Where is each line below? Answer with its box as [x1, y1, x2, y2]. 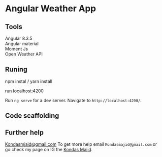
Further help [5, 128, 44, 136]
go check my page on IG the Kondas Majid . [5, 147, 93, 153]
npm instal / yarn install [5, 78, 53, 84]
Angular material [5, 41, 39, 47]
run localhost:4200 [5, 88, 44, 94]
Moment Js [5, 46, 28, 52]
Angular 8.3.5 [5, 35, 32, 41]
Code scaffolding [5, 111, 59, 120]
